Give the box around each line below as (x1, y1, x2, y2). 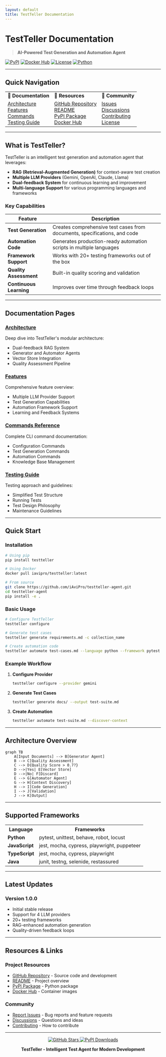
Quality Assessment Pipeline (12, 360, 71, 367)
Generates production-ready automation (52, 238, 147, 245)
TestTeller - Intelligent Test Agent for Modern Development (21, 1047, 145, 1053)
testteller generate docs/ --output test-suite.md (12, 700, 119, 705)
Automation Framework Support (12, 405, 78, 411)
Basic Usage (5, 605, 36, 612)
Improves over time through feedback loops (52, 284, 154, 291)
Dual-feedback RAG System (12, 345, 70, 351)
